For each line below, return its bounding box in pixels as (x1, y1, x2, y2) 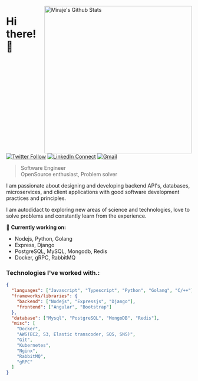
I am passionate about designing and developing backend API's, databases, (6, 182, 190, 189)
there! (6, 27, 37, 41)
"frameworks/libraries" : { (11, 293, 78, 299)
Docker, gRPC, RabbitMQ (14, 254, 76, 261)
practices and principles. (6, 195, 67, 202)
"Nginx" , (16, 348, 38, 354)
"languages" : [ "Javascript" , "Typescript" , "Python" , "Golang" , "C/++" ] (11, 288, 194, 294)
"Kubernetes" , (16, 342, 51, 348)
